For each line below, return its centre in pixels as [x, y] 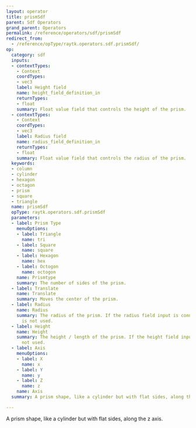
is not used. [37, 321]
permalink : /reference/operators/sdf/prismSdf [64, 33]
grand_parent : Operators [36, 28]
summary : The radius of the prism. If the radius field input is [98, 315]
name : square [37, 250]
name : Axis [30, 392]
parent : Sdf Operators [34, 22]
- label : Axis [28, 348]
